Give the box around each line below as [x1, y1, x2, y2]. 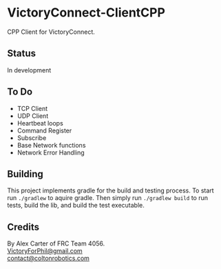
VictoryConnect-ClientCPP [7, 5, 165, 21]
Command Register [17, 126, 72, 134]
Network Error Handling [17, 148, 85, 157]
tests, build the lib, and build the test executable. [7, 201, 145, 210]
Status [7, 48, 36, 59]
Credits [7, 221, 40, 232]
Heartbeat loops [17, 119, 63, 127]
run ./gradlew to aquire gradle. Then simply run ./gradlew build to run [7, 194, 209, 202]
